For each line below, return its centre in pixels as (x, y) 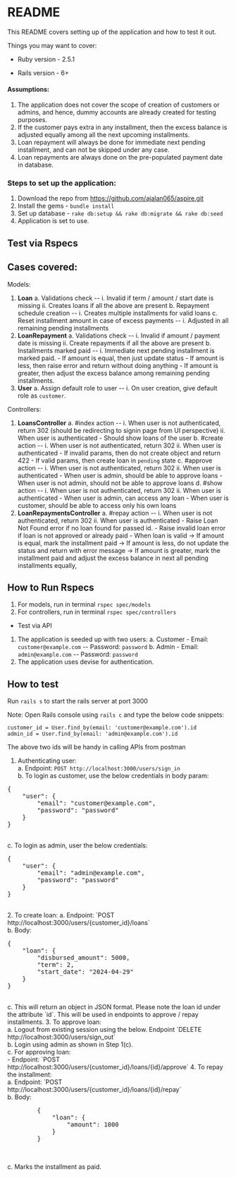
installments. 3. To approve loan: (55, 1022)
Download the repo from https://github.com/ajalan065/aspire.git (111, 198)
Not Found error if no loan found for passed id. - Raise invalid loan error (122, 528)
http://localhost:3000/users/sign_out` (62, 1037)
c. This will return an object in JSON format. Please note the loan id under (114, 1007)
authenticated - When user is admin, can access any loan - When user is (123, 498)
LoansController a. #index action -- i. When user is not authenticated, (119, 423)
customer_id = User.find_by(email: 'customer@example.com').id (102, 728)
